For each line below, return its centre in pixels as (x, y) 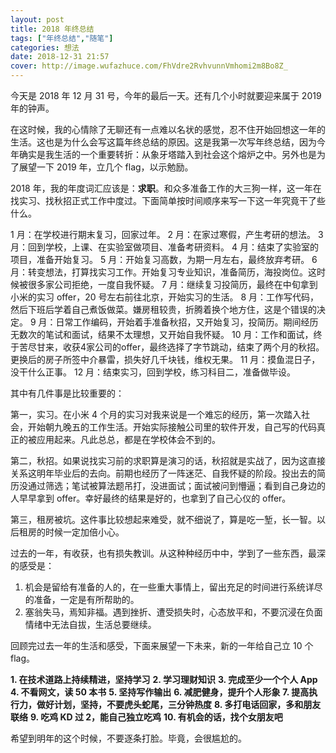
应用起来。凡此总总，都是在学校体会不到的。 (128, 439)
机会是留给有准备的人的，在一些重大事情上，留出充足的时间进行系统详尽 (173, 587)
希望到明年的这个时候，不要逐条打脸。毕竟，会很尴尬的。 (128, 738)
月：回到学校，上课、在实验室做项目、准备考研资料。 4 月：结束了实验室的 (164, 247)
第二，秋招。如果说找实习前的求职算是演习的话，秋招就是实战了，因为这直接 (168, 460)
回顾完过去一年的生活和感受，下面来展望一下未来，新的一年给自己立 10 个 (162, 645)
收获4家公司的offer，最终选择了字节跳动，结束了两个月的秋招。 (193, 347)
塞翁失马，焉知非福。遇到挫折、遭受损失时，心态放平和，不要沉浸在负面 (173, 612)
